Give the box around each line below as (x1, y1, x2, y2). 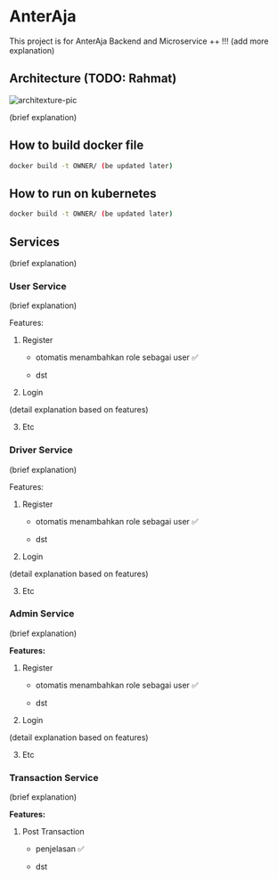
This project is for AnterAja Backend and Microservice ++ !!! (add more (9, 36, 269, 46)
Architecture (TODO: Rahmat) (9, 71, 177, 86)
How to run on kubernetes (9, 185, 158, 201)
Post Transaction (21, 826, 85, 837)
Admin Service (9, 607, 75, 620)
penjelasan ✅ (35, 843, 85, 854)
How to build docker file (9, 138, 144, 153)
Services (9, 234, 61, 249)
